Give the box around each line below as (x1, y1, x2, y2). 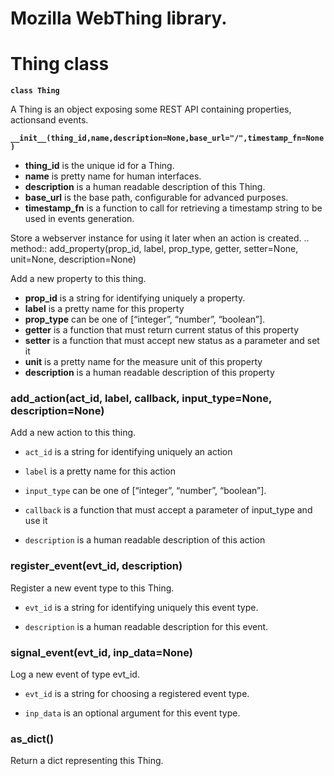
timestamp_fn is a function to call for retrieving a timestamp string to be (24, 202, 323, 214)
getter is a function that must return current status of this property (24, 324, 300, 336)
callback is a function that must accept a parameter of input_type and (24, 504, 313, 516)
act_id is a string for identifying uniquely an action (24, 446, 233, 458)
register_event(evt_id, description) (10, 559, 183, 573)
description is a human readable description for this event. (24, 620, 269, 632)
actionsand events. (10, 114, 89, 126)
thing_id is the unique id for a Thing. (24, 160, 175, 172)
